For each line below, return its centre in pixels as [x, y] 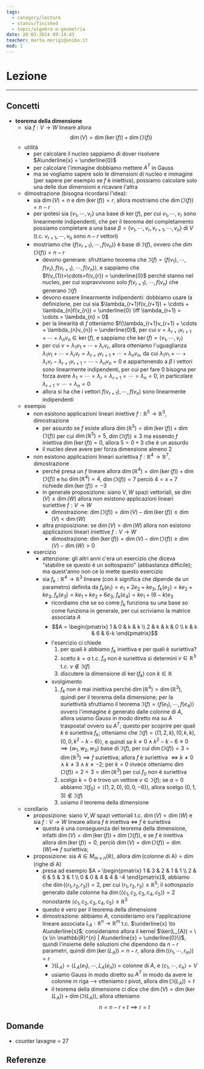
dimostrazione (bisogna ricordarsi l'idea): [76, 193]
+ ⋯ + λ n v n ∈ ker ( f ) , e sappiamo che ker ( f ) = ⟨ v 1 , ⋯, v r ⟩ [113, 338]
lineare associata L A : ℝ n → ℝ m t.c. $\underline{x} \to [109, 924]
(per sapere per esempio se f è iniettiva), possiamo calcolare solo [115, 181]
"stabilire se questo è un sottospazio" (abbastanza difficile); [117, 565]
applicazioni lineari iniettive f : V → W [89, 532]
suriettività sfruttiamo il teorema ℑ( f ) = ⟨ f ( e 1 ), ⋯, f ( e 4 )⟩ [127, 705]
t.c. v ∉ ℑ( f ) [75, 667]
